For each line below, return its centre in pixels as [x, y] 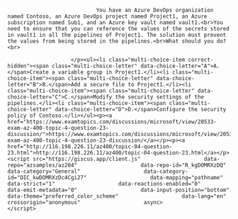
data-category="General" [44, 172]
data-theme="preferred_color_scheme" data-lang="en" [117, 196]
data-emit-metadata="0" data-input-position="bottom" [119, 190]
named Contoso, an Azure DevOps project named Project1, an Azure [107, 16]
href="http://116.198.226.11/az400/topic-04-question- [90, 147]
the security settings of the [159, 97]
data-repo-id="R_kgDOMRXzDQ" [183, 165]
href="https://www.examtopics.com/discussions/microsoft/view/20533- [112, 122]
